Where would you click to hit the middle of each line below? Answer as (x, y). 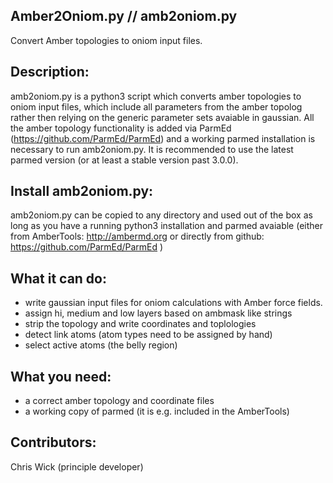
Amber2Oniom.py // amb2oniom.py (124, 16)
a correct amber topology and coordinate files (119, 401)
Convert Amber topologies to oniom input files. (106, 40)
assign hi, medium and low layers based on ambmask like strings (158, 313)
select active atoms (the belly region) (101, 345)
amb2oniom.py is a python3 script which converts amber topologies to (156, 96)
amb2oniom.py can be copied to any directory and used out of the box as (161, 215)
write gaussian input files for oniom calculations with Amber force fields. (173, 303)
